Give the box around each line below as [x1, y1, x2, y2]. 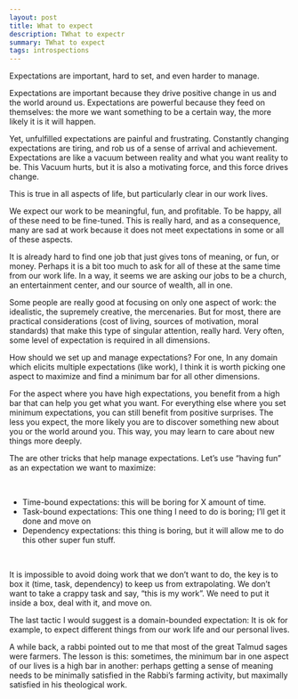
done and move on [21, 516, 92, 526]
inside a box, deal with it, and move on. [9, 597, 153, 608]
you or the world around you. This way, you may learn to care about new [9, 427, 276, 437]
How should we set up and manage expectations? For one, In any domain [9, 353, 278, 363]
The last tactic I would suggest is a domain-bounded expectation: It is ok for [9, 615, 288, 626]
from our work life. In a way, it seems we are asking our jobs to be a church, [9, 271, 287, 281]
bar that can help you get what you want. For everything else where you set [9, 398, 286, 409]
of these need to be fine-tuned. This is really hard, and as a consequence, [9, 215, 281, 226]
